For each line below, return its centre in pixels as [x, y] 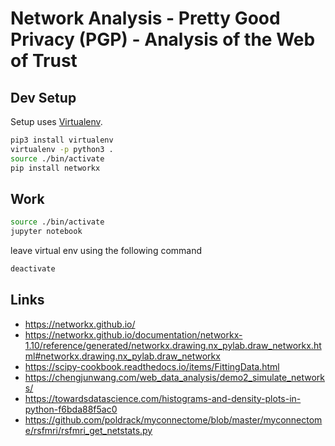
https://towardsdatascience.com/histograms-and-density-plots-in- [163, 398]
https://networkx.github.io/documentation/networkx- [133, 334]
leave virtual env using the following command [106, 251]
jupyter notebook [46, 232]
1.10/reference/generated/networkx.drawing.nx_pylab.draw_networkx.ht [173, 345]
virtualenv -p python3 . [62, 149]
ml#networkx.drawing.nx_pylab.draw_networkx [122, 356]
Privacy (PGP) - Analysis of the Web [163, 39]
